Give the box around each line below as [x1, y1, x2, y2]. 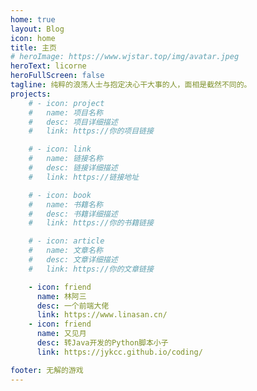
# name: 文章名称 [28, 246, 103, 256]
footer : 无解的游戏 [10, 365, 84, 375]
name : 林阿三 [36, 291, 87, 301]
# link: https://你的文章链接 [28, 264, 154, 274]
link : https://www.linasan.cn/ [36, 310, 168, 320]
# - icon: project [28, 98, 105, 108]
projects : [10, 89, 52, 99]
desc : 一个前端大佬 [36, 301, 110, 311]
